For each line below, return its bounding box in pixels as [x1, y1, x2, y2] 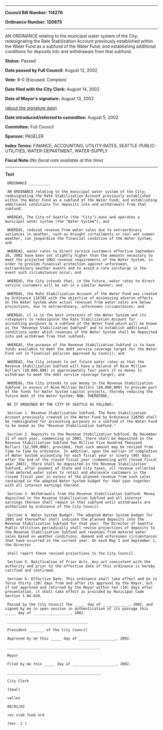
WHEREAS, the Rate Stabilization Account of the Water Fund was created [7, 291, 158, 296]
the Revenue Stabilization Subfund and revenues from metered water [5, 530, 147, 534]
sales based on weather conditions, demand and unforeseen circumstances [5, 534, 158, 539]
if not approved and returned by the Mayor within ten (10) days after [5, 585, 153, 590]
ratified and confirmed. [5, 568, 55, 573]
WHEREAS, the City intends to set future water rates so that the [7, 359, 145, 364]
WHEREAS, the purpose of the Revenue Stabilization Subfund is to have [7, 342, 155, 347]
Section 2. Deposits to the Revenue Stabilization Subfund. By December [7, 432, 158, 437]
